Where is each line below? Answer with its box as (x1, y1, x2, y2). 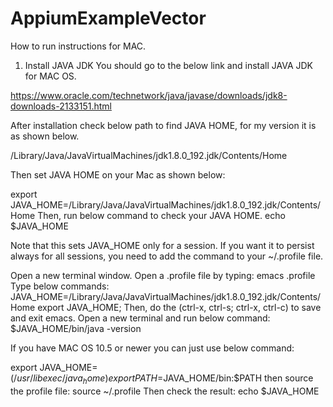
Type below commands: (10, 280, 110, 292)
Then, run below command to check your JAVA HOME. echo (37, 209, 286, 221)
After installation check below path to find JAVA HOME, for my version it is (10, 119, 317, 131)
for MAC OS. (24, 70, 77, 82)
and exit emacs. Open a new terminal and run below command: (10, 312, 271, 324)
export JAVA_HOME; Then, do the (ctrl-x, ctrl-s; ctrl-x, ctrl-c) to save (37, 301, 322, 313)
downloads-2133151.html (10, 100, 112, 112)
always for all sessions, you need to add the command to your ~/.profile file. (10, 250, 324, 262)
